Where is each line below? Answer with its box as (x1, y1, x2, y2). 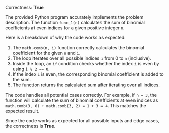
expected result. (5, 108, 40, 114)
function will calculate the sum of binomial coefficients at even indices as (5, 97, 158, 103)
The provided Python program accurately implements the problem (5, 14, 144, 20)
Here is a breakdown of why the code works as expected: (5, 35, 126, 40)
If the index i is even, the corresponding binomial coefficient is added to (12, 71, 164, 77)
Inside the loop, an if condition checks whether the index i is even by (12, 61, 159, 66)
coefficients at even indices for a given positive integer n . (5, 25, 125, 31)
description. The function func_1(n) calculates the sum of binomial (5, 20, 145, 25)
